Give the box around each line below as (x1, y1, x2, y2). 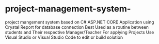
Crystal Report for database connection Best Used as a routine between (5, 24, 149, 30)
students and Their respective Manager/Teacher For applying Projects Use (5, 29, 154, 35)
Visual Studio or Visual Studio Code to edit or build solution (5, 34, 123, 40)
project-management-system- (5, 3, 131, 14)
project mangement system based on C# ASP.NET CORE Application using (5, 19, 154, 25)
